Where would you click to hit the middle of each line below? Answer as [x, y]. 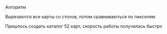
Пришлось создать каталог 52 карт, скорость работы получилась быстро [84, 26]
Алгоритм [16, 7]
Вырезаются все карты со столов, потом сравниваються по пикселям [80, 17]
